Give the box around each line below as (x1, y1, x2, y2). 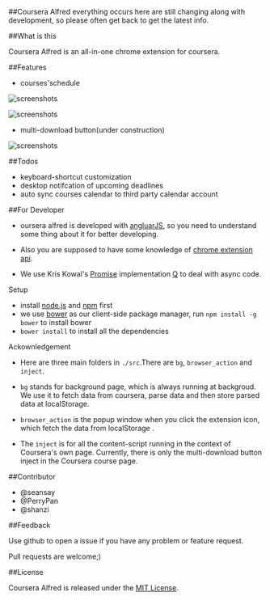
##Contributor (8, 472, 56, 481)
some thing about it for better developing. (19, 230, 159, 239)
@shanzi (19, 505, 50, 514)
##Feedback (8, 521, 51, 530)
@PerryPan (19, 496, 59, 505)
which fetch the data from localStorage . (19, 424, 155, 433)
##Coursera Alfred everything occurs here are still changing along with (8, 7, 245, 16)
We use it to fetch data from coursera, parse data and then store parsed (19, 391, 260, 399)
